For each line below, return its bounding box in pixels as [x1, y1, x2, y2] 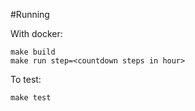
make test [10, 93, 52, 103]
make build [10, 47, 56, 57]
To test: [10, 74, 42, 85]
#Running [10, 9, 50, 20]
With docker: [10, 28, 63, 39]
